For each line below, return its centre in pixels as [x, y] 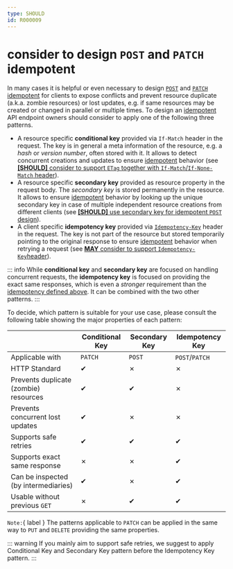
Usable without [35, 497]
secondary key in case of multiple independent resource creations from [119, 204]
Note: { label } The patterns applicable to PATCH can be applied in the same [113, 523]
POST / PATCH [192, 358]
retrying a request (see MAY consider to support [87, 249]
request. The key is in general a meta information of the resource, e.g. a [120, 146]
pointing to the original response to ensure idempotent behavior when [117, 242]
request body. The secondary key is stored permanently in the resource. [121, 190]
